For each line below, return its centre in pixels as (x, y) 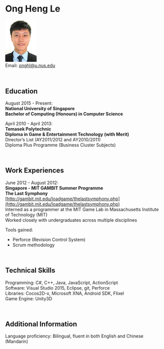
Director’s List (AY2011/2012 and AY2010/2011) (53, 139)
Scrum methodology (34, 245)
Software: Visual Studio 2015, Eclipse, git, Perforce (58, 288)
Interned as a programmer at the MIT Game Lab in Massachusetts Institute (82, 209)
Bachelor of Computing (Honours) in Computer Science (64, 114)
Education (22, 91)
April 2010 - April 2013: (29, 123)
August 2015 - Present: (29, 103)
